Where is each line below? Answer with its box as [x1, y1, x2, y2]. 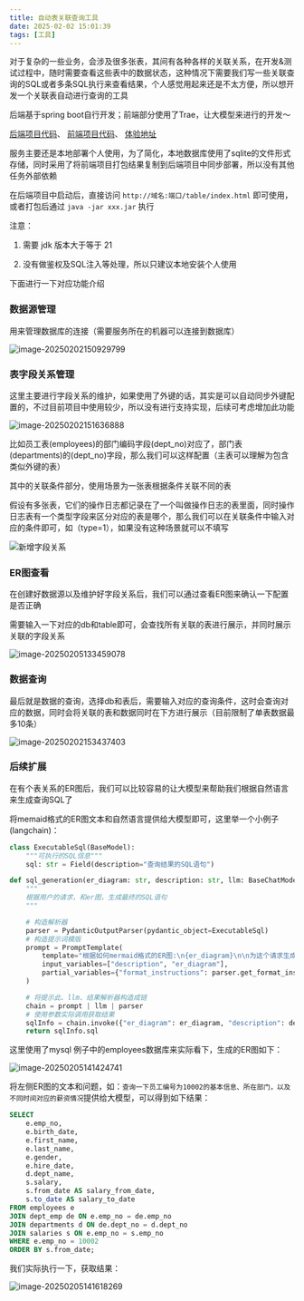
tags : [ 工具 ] [9, 30, 56, 39]
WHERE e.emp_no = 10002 [9, 1237, 100, 1247]
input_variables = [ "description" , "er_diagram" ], [42, 960, 229, 969]
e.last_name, [25, 1144, 75, 1153]
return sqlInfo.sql [25, 1026, 100, 1036]
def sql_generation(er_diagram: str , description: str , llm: [9, 876, 245, 885]
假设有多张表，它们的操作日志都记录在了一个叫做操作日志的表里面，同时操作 [9, 500, 295, 510]
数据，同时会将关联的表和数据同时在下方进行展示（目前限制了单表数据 [24, 706, 287, 717]
